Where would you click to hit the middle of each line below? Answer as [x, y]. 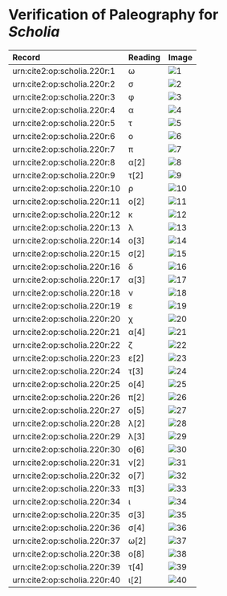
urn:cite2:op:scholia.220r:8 [64, 162]
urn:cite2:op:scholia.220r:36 [67, 528]
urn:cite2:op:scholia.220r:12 [67, 214]
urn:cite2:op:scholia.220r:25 [67, 384]
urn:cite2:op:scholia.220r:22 [67, 345]
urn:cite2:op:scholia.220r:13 [67, 227]
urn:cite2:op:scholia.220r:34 [67, 501]
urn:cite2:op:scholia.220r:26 [67, 397]
